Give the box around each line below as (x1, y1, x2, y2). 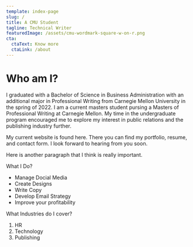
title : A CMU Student (6, 19, 59, 25)
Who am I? (6, 71, 58, 85)
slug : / (6, 14, 25, 20)
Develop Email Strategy (14, 193, 71, 200)
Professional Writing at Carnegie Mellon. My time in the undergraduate (6, 109, 176, 117)
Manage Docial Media (14, 174, 67, 181)
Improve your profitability (14, 198, 76, 205)
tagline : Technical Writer (6, 25, 72, 31)
